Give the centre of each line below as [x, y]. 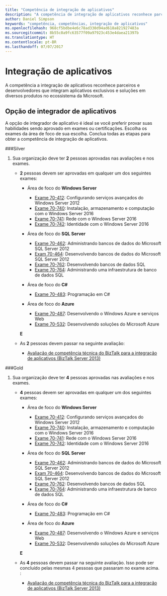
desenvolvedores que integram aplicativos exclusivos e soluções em [75, 90]
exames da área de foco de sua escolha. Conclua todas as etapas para [78, 134]
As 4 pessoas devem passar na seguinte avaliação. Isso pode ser [87, 563]
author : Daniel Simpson [30, 19]
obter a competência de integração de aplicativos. [57, 139]
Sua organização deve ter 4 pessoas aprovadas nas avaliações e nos [83, 378]
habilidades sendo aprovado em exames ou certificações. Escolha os [76, 128]
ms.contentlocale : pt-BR [31, 42]
